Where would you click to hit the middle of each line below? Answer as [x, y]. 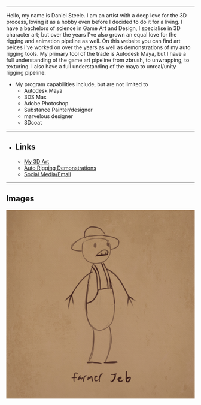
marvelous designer [48, 116]
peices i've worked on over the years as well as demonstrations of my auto [98, 47]
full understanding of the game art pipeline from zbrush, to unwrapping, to [98, 60]
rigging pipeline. [26, 73]
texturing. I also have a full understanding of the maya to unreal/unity [91, 66]
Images [20, 199]
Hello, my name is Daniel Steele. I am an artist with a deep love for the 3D [97, 15]
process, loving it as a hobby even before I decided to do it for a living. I [95, 22]
